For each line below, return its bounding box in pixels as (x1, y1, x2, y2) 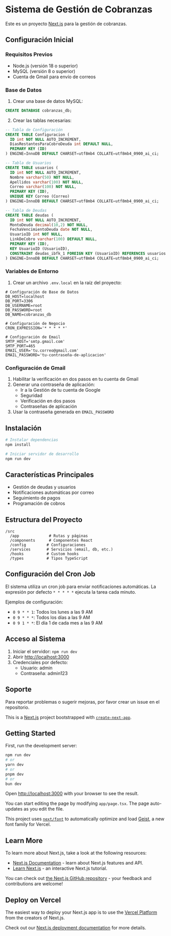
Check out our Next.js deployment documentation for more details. (5, 925, 146, 931)
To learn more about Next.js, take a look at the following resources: (5, 850, 147, 856)
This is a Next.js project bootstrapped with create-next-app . (5, 714, 132, 720)
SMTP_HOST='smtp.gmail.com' (5, 339, 66, 344)
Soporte (5, 685, 32, 694)
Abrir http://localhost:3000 (12, 654, 70, 660)
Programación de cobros (12, 500, 66, 507)
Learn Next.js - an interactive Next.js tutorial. (12, 865, 108, 872)
